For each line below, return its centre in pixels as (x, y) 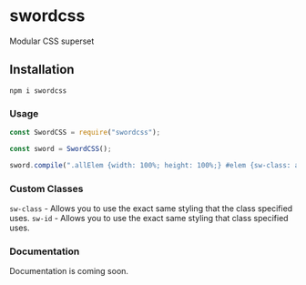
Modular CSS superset (52, 41)
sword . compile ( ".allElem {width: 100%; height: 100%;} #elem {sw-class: (150, 165)
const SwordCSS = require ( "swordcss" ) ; (85, 133)
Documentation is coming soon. (69, 271)
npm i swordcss (38, 91)
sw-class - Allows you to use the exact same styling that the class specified (151, 208)
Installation (42, 70)
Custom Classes (46, 188)
